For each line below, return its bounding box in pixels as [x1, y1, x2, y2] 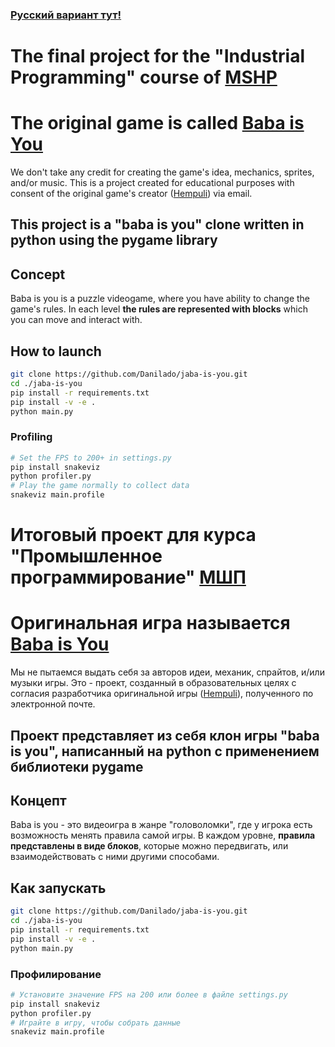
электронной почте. [10, 698, 96, 710]
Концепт [10, 793, 67, 810]
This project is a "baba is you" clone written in [10, 216, 305, 233]
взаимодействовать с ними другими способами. [10, 851, 220, 863]
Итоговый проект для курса [10, 524, 257, 547]
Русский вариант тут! [10, 8, 122, 22]
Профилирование [10, 967, 102, 981]
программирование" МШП [10, 566, 247, 589]
